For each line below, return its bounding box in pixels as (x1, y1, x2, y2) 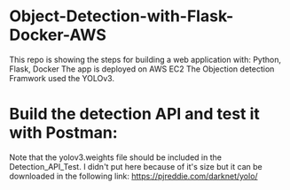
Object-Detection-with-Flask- (9, 6, 234, 27)
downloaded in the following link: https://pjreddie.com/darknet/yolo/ (9, 171, 259, 181)
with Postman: (9, 123, 118, 143)
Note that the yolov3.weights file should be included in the (9, 152, 222, 163)
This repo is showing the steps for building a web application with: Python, (9, 54, 282, 65)
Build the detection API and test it (9, 104, 260, 125)
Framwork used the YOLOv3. (9, 72, 115, 83)
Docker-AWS (9, 25, 106, 45)
